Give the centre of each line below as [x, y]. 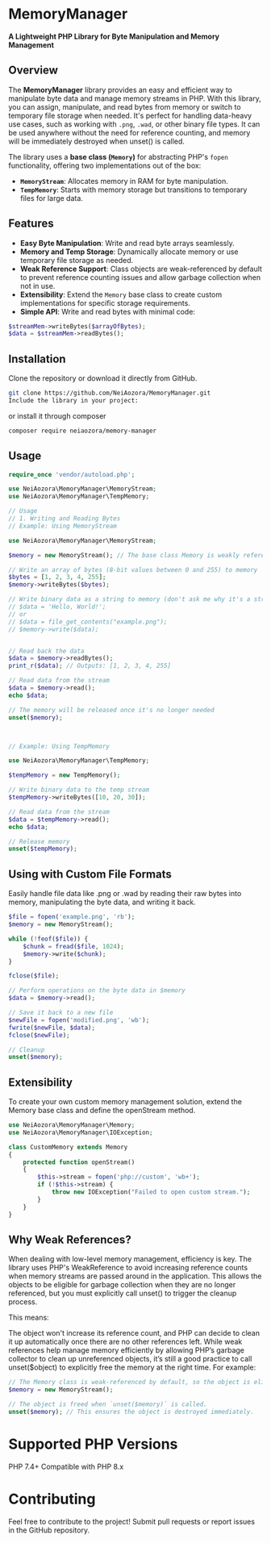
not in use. [38, 286]
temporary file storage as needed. [77, 260]
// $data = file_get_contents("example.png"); [88, 622]
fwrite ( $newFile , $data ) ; [52, 1028]
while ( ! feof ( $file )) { [48, 939]
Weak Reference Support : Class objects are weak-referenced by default [141, 269]
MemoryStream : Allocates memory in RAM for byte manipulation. [124, 181]
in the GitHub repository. [49, 1530]
